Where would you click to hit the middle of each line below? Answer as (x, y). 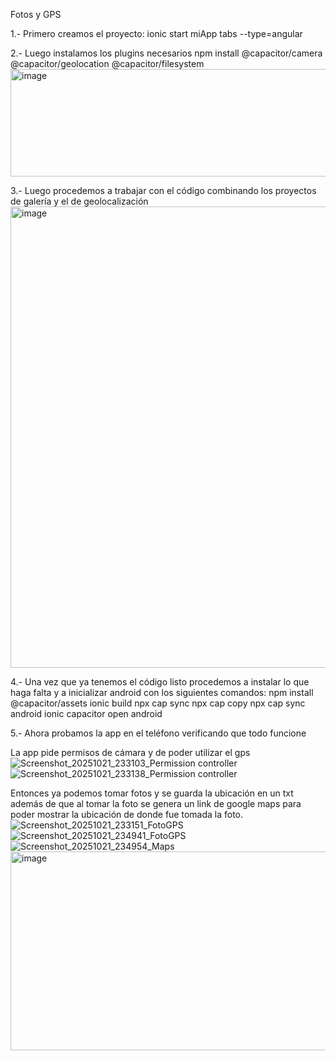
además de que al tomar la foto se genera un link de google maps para (156, 803)
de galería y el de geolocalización (79, 201)
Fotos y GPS (36, 14)
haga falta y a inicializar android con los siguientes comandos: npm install (162, 692)
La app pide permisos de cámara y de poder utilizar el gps (130, 752)
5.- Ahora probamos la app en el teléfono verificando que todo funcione (158, 733)
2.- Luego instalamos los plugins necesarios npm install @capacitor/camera (166, 53)
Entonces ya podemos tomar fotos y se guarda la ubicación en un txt (152, 793)
